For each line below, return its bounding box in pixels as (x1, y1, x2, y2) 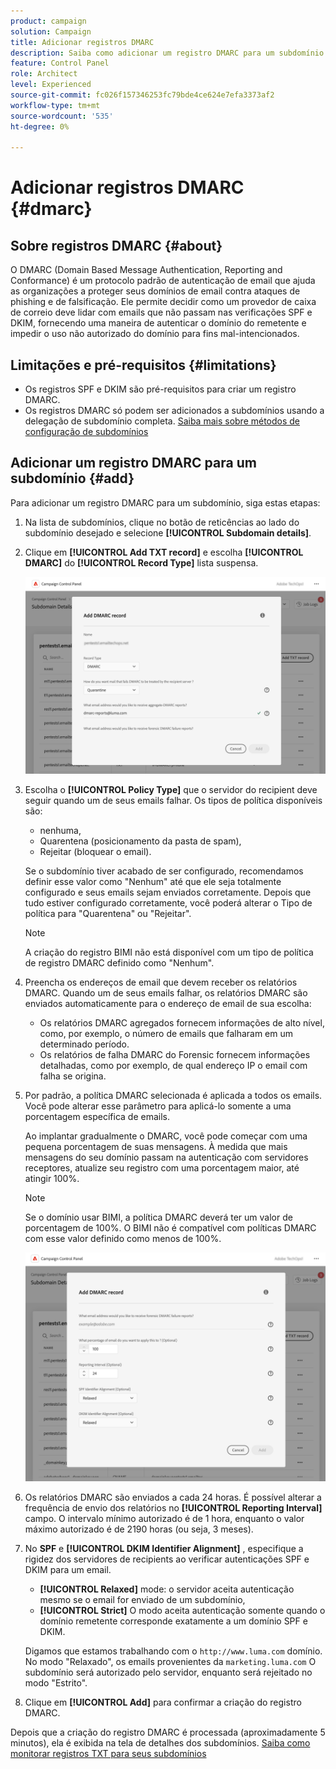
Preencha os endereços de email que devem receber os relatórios (24, 976, 298, 988)
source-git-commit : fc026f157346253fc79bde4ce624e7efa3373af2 (10, 90, 275, 100)
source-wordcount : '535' (10, 111, 114, 121)
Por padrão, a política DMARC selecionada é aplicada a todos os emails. (24, 1090, 323, 1101)
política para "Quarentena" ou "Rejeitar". (24, 908, 192, 919)
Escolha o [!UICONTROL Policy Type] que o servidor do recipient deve (24, 784, 318, 795)
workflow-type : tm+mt (10, 100, 101, 110)
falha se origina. (39, 1070, 107, 1082)
